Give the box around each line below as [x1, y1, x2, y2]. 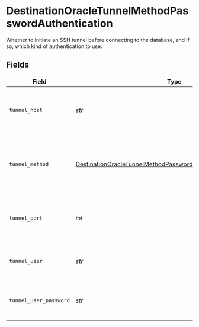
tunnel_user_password [9, 297, 70, 303]
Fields [6, 60, 30, 70]
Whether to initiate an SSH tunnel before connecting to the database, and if [6, 36, 190, 43]
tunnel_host [9, 107, 43, 113]
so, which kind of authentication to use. [6, 43, 102, 50]
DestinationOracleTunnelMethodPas [6, 4, 189, 18]
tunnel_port [9, 214, 43, 222]
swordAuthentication [6, 17, 114, 30]
